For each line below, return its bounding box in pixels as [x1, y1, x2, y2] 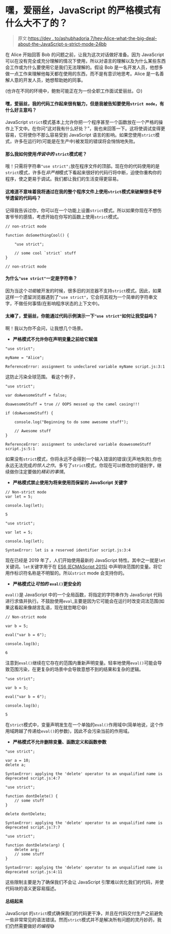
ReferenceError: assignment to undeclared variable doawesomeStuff [5, 442, 152, 447]
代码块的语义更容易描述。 [5, 885, 59, 891]
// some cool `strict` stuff [14, 250, 76, 255]
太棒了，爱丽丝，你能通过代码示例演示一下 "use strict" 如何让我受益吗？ [5, 313, 158, 319]
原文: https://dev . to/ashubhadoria [17, 35, 90, 41]
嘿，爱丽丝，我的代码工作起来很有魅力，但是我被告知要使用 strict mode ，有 [5, 100, 164, 107]
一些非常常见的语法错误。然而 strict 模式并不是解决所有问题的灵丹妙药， [5, 917, 157, 923]
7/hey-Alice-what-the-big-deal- [90, 35, 157, 41]
